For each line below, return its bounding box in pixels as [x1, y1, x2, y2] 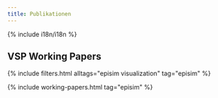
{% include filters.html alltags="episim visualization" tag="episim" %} [7, 69, 211, 78]
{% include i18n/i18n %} [7, 30, 77, 38]
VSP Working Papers [7, 50, 102, 62]
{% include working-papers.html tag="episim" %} [7, 83, 153, 92]
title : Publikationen [7, 10, 72, 18]
